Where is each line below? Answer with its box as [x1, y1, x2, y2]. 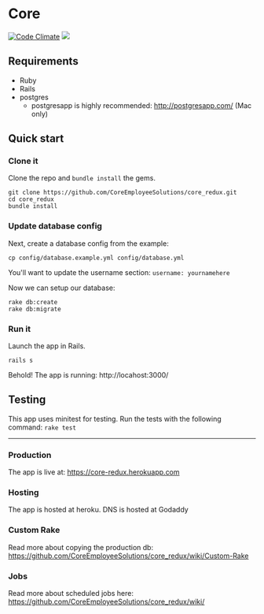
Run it [8, 323, 31, 334]
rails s [8, 356, 34, 365]
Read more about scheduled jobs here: [8, 589, 134, 598]
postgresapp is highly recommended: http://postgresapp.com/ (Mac [31, 100, 252, 110]
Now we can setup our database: [8, 283, 115, 292]
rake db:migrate [8, 305, 61, 313]
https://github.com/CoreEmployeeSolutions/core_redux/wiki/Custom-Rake [8, 551, 249, 560]
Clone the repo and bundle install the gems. [8, 173, 156, 183]
